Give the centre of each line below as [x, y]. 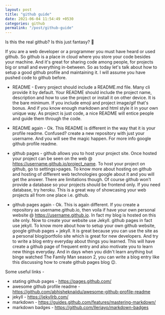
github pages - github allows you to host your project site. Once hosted [84, 154]
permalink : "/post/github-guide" [39, 28]
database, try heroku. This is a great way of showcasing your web [79, 190]
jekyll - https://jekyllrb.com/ [40, 297]
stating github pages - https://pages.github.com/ [62, 282]
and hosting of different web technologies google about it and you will [83, 174]
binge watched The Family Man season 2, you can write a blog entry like [86, 257]
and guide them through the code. [47, 119]
